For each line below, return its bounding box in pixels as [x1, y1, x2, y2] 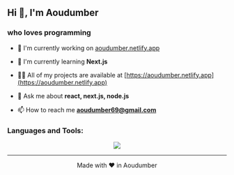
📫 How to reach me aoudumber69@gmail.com [17, 105, 157, 114]
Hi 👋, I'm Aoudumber [7, 7, 99, 19]
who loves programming [7, 28, 92, 38]
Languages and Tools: [7, 125, 84, 135]
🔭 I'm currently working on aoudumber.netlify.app [17, 43, 160, 52]
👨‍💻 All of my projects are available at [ [17, 70, 127, 79]
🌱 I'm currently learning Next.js [17, 57, 108, 66]
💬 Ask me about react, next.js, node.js [17, 91, 130, 100]
